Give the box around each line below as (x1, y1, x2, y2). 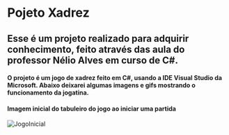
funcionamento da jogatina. (7, 88, 89, 97)
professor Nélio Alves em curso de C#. (7, 54, 179, 66)
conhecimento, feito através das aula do (7, 43, 185, 55)
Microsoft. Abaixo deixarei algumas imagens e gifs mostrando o (7, 81, 196, 90)
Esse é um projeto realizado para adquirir (7, 33, 189, 45)
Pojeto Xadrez (7, 5, 90, 21)
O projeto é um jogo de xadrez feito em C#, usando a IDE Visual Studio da (7, 74, 223, 82)
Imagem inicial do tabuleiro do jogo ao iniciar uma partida (7, 104, 176, 113)
